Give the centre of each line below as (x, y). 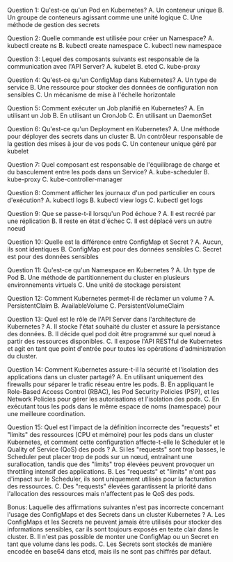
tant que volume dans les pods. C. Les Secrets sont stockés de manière (110, 544)
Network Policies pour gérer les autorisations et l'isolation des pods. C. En (113, 399)
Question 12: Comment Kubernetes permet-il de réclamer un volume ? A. (111, 298)
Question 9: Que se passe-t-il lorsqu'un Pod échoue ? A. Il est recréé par (111, 214)
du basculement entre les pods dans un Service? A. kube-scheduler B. (109, 172)
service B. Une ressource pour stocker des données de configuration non (113, 87)
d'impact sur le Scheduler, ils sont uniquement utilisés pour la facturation (112, 479)
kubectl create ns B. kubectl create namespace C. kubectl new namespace (115, 46)
